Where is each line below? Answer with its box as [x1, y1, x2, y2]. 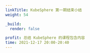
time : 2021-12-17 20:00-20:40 [5, 40, 70, 45]
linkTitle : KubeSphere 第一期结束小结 [5, 7, 82, 13]
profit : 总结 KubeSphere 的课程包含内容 [5, 35, 85, 41]
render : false [10, 26, 40, 31]
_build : [5, 21, 22, 26]
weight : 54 [5, 12, 28, 17]
